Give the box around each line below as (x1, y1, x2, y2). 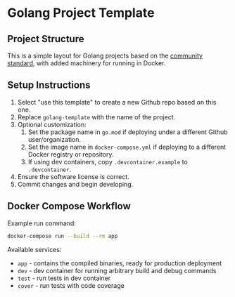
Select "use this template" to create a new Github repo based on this (17, 98, 217, 106)
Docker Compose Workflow (7, 200, 132, 212)
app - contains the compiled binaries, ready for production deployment (17, 258, 222, 268)
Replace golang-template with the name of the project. (17, 112, 176, 121)
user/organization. (27, 135, 82, 143)
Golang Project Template (7, 5, 155, 21)
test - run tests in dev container (17, 274, 111, 282)
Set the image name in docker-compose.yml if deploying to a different (27, 143, 227, 151)
